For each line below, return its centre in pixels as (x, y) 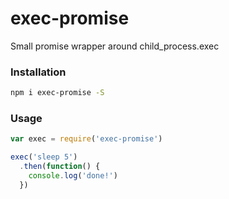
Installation (38, 72)
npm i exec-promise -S (57, 93)
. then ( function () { (60, 167)
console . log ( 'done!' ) (73, 176)
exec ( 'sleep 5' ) (44, 157)
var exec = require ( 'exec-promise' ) (86, 139)
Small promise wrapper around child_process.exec (115, 46)
